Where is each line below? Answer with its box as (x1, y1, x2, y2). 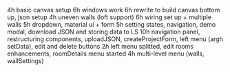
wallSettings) (7, 57, 45, 64)
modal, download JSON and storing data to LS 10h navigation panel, (7, 27, 200, 36)
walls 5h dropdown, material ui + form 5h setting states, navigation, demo (7, 21, 216, 28)
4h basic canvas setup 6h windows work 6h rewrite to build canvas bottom (7, 6, 220, 14)
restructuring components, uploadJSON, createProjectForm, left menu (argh (7, 35, 224, 43)
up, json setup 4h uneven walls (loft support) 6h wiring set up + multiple (7, 13, 212, 21)
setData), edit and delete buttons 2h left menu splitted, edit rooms (7, 43, 194, 50)
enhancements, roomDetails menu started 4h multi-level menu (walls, (7, 49, 205, 58)
